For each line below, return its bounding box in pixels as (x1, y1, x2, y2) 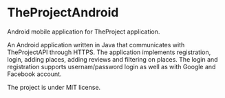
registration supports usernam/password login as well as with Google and (7, 62, 216, 71)
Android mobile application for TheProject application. (7, 27, 160, 36)
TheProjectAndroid (7, 5, 119, 21)
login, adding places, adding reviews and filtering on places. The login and (7, 55, 218, 63)
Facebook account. (7, 70, 62, 78)
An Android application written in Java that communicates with (7, 40, 185, 49)
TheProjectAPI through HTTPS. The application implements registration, (7, 48, 211, 56)
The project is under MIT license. (7, 83, 101, 91)
